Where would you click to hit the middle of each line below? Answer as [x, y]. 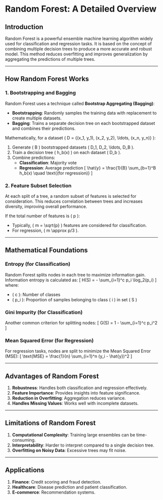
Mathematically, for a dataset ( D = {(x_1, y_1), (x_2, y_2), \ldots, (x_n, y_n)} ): [81, 138]
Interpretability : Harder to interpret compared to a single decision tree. [83, 445]
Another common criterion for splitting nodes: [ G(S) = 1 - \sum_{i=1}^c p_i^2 [81, 323]
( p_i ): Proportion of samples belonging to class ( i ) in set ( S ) [74, 299]
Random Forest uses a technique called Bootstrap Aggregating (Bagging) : [80, 103]
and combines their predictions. [44, 128]
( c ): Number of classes [36, 294]
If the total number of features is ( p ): [42, 216]
